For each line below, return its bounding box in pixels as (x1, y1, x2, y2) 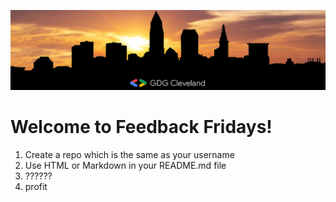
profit (24, 180, 48, 192)
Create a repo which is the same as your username (24, 148, 235, 160)
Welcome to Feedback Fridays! (10, 116, 273, 139)
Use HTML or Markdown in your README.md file (24, 159, 227, 171)
